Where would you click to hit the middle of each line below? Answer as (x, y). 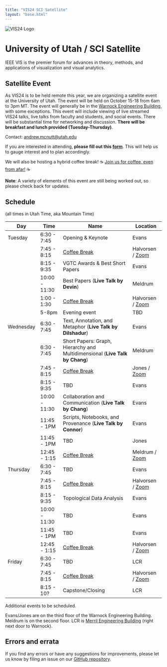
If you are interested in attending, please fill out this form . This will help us (82, 147)
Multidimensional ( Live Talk (95, 353)
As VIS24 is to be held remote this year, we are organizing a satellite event (81, 96)
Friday (15, 562)
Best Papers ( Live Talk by (93, 281)
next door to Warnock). (29, 626)
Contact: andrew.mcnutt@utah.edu (41, 137)
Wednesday (22, 327)
